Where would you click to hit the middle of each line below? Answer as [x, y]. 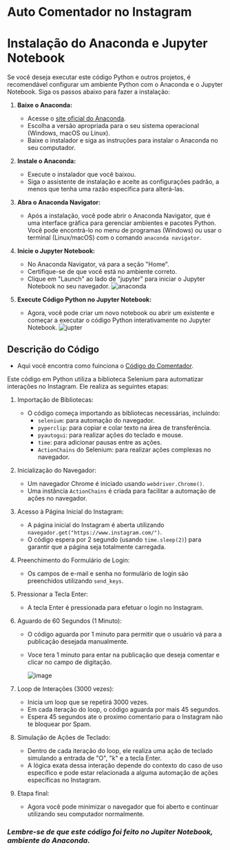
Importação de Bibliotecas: [55, 399]
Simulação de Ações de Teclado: [64, 737]
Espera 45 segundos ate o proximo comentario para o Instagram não [125, 716]
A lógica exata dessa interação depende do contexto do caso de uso [125, 765]
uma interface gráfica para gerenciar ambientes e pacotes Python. [122, 223]
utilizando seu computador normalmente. [86, 814]
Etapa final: [33, 793]
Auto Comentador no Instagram [100, 12]
